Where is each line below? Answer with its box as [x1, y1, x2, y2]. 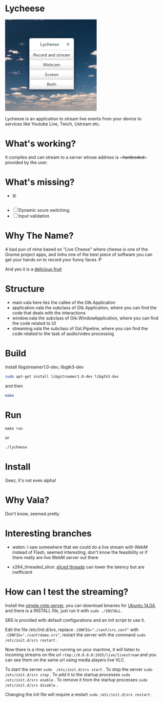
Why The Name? [5, 230, 74, 241]
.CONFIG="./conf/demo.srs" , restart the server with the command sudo [5, 632, 145, 637]
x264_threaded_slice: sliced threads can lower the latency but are [12, 564, 145, 570]
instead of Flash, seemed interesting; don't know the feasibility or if [12, 549, 148, 555]
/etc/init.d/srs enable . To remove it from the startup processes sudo [5, 677, 148, 682]
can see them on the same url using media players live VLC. [5, 657, 125, 663]
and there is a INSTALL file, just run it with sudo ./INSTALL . [5, 608, 122, 613]
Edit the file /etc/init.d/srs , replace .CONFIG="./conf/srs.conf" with [5, 627, 139, 633]
